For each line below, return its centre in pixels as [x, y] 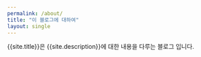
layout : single [29, 26]
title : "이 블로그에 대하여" [43, 20]
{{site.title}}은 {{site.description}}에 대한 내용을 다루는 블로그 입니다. [101, 47]
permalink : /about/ [35, 13]
